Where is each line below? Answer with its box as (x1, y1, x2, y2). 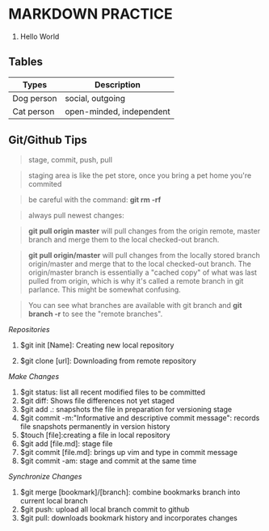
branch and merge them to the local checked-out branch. (27, 234, 220, 244)
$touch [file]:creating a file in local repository (19, 430, 170, 440)
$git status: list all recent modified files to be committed (19, 387, 206, 397)
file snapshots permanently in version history (19, 421, 170, 431)
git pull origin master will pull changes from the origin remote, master (27, 225, 261, 235)
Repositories (8, 324, 50, 334)
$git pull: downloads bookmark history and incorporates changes (19, 512, 238, 522)
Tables (8, 55, 43, 69)
